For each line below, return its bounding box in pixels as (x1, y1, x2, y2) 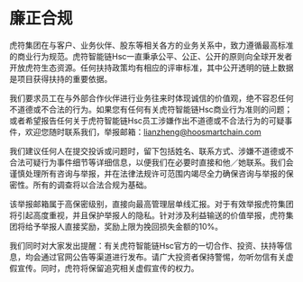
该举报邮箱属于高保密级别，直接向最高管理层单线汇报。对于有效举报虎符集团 (9, 198, 294, 209)
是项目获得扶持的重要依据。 (9, 73, 113, 84)
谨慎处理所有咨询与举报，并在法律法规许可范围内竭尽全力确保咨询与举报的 (9, 168, 286, 178)
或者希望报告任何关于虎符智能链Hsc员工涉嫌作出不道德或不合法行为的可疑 (9, 114, 285, 126)
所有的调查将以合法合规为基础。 (32, 179, 151, 190)
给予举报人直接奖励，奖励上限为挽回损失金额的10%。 (24, 221, 224, 232)
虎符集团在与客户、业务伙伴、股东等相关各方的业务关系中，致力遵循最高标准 (9, 40, 294, 50)
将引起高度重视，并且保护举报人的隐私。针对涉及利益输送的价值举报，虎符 (9, 209, 286, 221)
